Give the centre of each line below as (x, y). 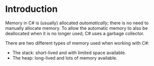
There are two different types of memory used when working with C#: (77, 43)
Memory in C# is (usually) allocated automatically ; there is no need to (77, 23)
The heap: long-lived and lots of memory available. (65, 58)
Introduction (31, 9)
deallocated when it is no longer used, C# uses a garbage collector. (75, 33)
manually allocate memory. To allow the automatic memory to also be (76, 28)
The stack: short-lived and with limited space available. (69, 53)
